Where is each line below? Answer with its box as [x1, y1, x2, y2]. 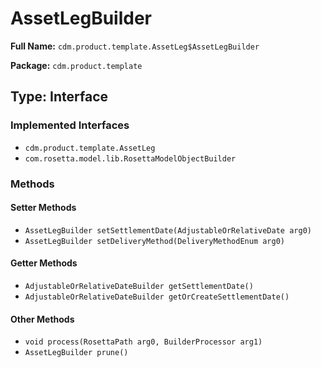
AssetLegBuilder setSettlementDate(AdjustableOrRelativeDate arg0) [24, 225, 312, 236]
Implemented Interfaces [10, 118, 130, 132]
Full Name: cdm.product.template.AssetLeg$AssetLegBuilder [10, 40, 260, 52]
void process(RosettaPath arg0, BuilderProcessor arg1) [24, 337, 263, 347]
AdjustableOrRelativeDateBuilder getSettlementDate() [24, 281, 254, 291]
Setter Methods [10, 202, 77, 214]
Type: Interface [10, 88, 109, 106]
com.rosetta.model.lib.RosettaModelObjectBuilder [24, 153, 237, 164]
